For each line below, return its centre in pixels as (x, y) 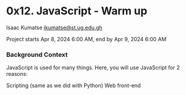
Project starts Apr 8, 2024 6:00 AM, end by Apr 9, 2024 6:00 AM (86, 39)
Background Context (37, 54)
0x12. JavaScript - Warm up (77, 11)
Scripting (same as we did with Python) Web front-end (73, 85)
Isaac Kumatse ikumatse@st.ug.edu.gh (54, 27)
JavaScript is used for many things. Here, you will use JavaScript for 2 (93, 68)
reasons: (17, 74)
